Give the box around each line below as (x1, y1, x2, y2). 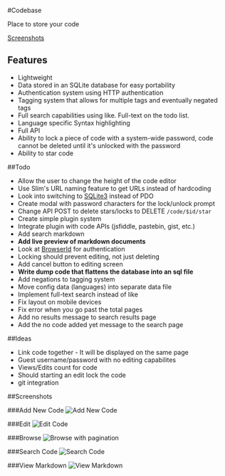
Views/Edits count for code (17, 363, 98, 371)
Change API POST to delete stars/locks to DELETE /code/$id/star (17, 207, 212, 215)
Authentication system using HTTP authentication (17, 88, 164, 97)
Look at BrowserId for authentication (17, 244, 126, 253)
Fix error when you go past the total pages (17, 305, 143, 314)
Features (7, 54, 48, 66)
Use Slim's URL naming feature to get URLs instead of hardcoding (17, 184, 211, 192)
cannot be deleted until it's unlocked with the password (17, 141, 181, 150)
